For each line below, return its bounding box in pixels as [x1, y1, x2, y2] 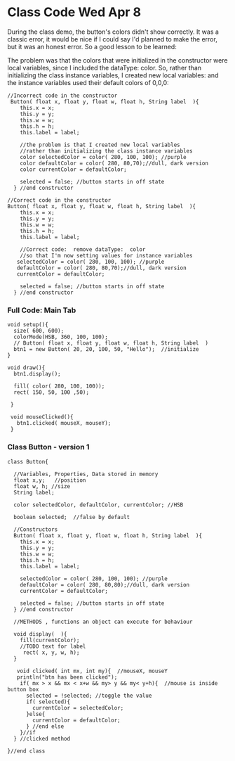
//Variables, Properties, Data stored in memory [13, 471, 159, 478]
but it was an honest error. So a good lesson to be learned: [7, 42, 177, 51]
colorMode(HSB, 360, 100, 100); [13, 333, 109, 341]
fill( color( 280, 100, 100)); [13, 383, 105, 390]
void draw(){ [7, 364, 46, 371]
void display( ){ [13, 630, 68, 637]
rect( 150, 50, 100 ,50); [13, 389, 90, 396]
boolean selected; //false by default [13, 513, 130, 520]
